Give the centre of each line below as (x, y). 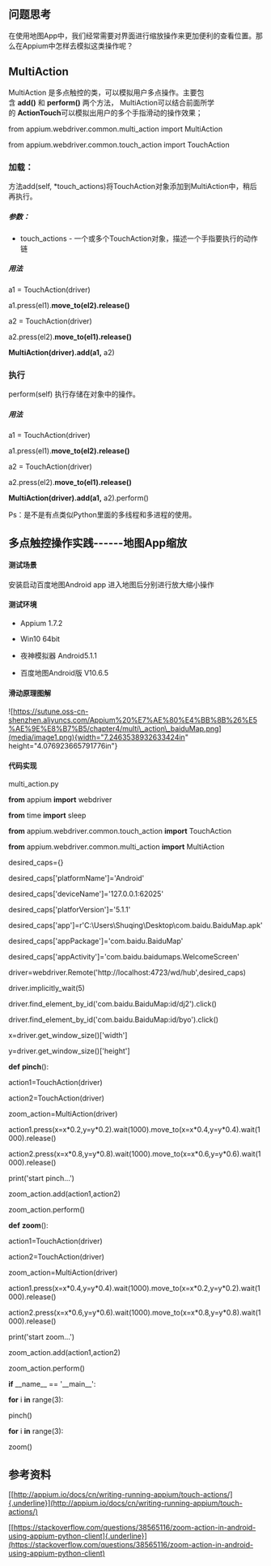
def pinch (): (29, 1067)
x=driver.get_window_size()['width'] (68, 1036)
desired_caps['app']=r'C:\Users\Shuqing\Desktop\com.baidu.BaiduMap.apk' (135, 925)
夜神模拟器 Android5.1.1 (58, 655)
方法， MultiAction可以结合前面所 (152, 102)
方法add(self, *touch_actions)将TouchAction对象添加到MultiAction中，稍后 (133, 186)
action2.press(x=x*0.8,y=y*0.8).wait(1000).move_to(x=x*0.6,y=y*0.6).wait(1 (135, 1154)
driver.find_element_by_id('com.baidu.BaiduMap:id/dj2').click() (112, 1004)
